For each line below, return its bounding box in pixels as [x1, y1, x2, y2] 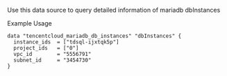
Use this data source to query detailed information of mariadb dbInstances [7, 6, 221, 14]
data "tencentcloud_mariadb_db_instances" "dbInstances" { [7, 32, 182, 39]
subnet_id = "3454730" [13, 57, 92, 64]
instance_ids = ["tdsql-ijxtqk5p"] [13, 39, 119, 46]
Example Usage [7, 19, 52, 27]
